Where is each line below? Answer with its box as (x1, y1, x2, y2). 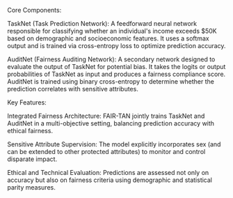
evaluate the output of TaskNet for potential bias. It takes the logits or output (7, 63, 226, 70)
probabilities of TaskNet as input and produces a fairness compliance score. (7, 70, 226, 78)
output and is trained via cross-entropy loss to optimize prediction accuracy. (7, 42, 226, 49)
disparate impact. (7, 155, 58, 163)
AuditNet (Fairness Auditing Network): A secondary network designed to (7, 55, 216, 63)
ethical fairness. (7, 127, 54, 135)
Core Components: (7, 6, 62, 14)
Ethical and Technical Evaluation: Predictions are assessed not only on (7, 169, 209, 176)
